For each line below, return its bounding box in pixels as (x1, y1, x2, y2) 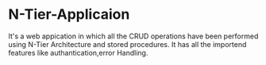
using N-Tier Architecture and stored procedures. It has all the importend (8, 39, 247, 49)
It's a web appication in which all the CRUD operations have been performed (8, 31, 259, 41)
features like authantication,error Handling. (8, 48, 148, 57)
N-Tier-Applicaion (8, 5, 130, 23)
